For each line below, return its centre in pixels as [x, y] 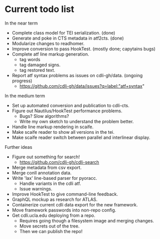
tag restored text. [37, 70]
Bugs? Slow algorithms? [44, 116]
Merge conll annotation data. [42, 173]
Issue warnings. [36, 188]
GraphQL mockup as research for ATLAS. [55, 199]
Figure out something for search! [46, 157]
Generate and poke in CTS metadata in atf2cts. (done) [68, 38]
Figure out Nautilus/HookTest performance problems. [67, 111]
